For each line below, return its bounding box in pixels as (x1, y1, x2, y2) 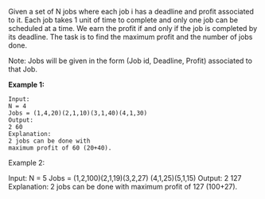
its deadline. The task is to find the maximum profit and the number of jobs (8, 32, 253, 41)
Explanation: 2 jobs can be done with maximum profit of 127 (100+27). (8, 182, 238, 191)
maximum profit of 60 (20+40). (8, 144, 112, 152)
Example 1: (8, 80, 45, 89)
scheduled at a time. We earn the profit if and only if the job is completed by (8, 24, 258, 33)
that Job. (8, 64, 38, 74)
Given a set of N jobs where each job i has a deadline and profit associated (8, 7, 255, 16)
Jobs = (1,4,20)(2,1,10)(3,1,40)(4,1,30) (8, 109, 148, 117)
